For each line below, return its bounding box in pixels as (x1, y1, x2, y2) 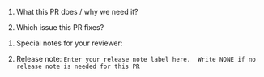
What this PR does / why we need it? (15, 7, 139, 16)
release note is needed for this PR (15, 62, 140, 71)
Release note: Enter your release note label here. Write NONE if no (15, 54, 257, 63)
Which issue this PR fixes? (15, 23, 104, 32)
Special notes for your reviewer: (15, 38, 123, 48)
